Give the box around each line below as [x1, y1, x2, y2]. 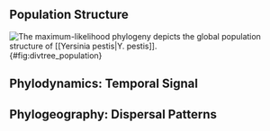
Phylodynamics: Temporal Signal [9, 76, 198, 92]
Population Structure [9, 7, 129, 22]
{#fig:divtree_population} [9, 49, 103, 61]
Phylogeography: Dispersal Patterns [9, 107, 218, 122]
